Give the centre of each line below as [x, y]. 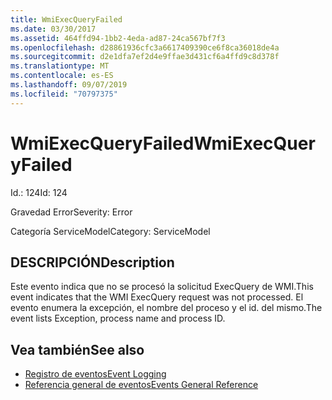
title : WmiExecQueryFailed [66, 19]
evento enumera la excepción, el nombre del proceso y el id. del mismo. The [166, 308]
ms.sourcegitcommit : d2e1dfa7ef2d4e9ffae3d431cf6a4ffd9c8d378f [145, 57]
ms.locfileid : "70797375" [64, 94]
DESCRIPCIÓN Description [92, 262]
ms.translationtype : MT [60, 66]
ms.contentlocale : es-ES [62, 76]
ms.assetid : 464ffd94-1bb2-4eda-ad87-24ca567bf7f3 [118, 38]
